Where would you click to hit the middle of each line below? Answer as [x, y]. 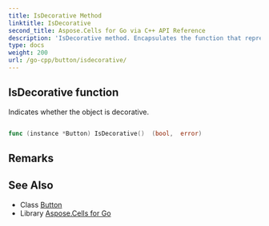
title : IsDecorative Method [55, 16]
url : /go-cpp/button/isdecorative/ [68, 61]
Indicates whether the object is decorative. [79, 112]
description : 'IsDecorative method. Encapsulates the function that [125, 38]
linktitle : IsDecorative [50, 23]
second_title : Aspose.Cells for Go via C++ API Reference [107, 30]
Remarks [31, 158]
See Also [31, 186]
